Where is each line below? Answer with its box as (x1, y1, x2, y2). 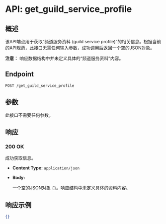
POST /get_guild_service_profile (5, 83, 75, 88)
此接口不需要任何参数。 (5, 112, 53, 118)
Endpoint (5, 70, 34, 78)
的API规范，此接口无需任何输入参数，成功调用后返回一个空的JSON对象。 (5, 45, 155, 51)
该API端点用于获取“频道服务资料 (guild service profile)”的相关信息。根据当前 (5, 39, 162, 44)
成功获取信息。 (5, 155, 36, 161)
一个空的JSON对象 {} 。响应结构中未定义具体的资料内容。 (12, 185, 131, 191)
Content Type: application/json (12, 165, 80, 171)
